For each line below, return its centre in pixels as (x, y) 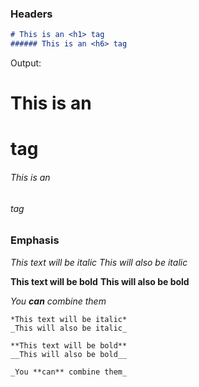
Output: (26, 63)
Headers (31, 14)
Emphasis (35, 240)
